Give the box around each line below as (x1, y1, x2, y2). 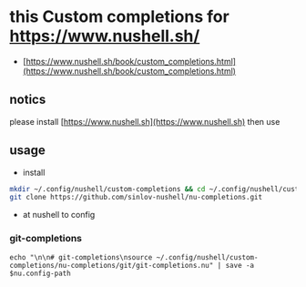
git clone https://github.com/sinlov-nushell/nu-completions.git (9, 193, 262, 202)
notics (9, 92, 46, 108)
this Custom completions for (9, 6, 229, 27)
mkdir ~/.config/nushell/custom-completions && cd (9, 184, 206, 193)
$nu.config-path (9, 269, 71, 278)
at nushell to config (22, 210, 96, 220)
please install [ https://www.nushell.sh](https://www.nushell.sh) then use (9, 116, 280, 127)
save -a (225, 261, 255, 270)
